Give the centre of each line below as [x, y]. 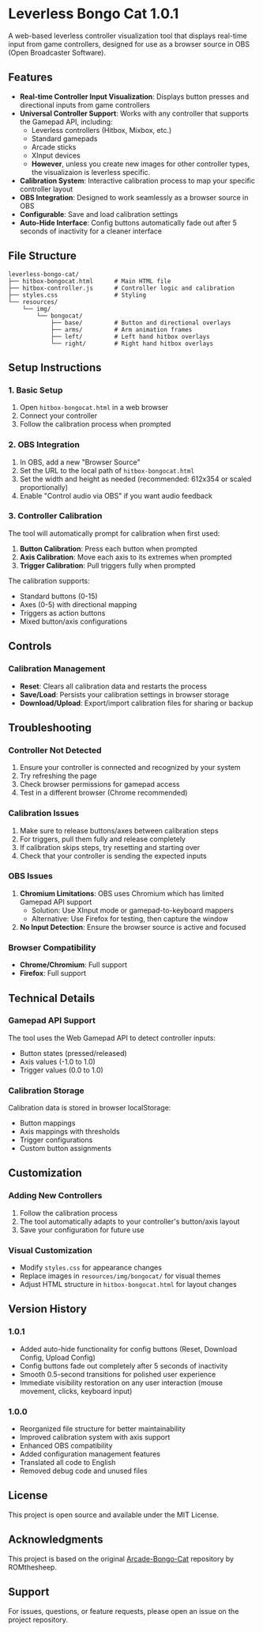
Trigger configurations [56, 1140]
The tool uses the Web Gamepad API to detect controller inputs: [112, 1038]
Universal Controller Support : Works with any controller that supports [134, 113]
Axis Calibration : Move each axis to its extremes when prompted [126, 557]
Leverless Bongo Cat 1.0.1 [94, 14]
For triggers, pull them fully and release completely [102, 839]
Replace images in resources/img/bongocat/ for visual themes [120, 1276]
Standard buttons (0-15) [58, 596]
